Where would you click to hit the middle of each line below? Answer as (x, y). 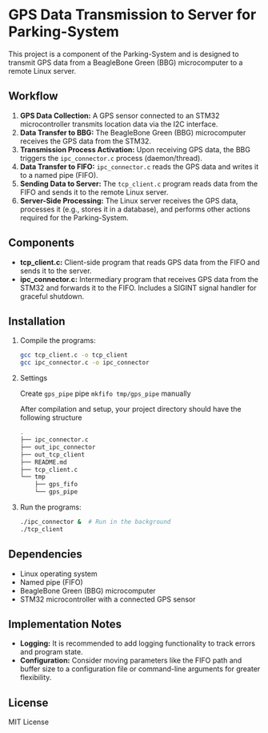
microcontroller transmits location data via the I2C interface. (119, 124)
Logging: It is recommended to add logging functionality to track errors (138, 643)
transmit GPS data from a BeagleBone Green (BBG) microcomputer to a (126, 62)
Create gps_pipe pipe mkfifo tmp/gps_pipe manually (105, 393)
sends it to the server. (56, 271)
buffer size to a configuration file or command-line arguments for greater (140, 669)
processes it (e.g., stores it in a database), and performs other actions (135, 209)
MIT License (29, 722)
